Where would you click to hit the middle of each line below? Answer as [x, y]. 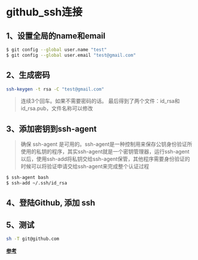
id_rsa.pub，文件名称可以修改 [57, 108]
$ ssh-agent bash [27, 178]
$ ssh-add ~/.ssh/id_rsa [37, 183]
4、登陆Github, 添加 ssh [51, 203]
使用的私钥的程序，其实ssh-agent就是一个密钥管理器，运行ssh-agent [105, 152]
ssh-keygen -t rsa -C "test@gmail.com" [55, 89]
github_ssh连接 [44, 12]
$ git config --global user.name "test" [57, 50]
